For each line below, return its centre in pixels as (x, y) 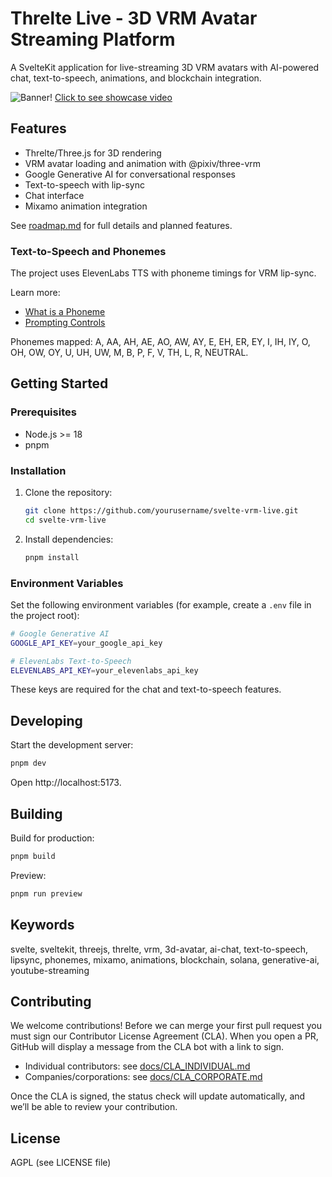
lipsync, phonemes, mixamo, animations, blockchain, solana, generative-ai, (165, 959)
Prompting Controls (65, 323)
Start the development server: (72, 745)
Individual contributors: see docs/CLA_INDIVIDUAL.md (137, 1066)
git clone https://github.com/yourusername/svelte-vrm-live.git (161, 511)
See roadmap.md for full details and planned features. (121, 225)
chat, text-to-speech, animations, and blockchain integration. (136, 78)
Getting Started (59, 383)
